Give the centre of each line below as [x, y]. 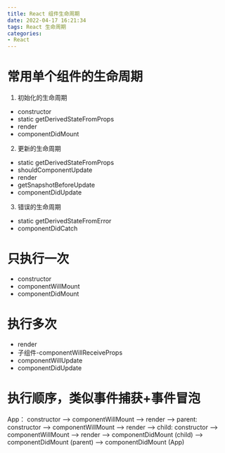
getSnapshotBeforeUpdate [56, 185]
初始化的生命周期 [42, 98]
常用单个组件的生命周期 [75, 77]
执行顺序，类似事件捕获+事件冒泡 [104, 399]
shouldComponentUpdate [55, 170]
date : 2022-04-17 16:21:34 [47, 20]
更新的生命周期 [39, 149]
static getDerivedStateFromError [64, 221]
